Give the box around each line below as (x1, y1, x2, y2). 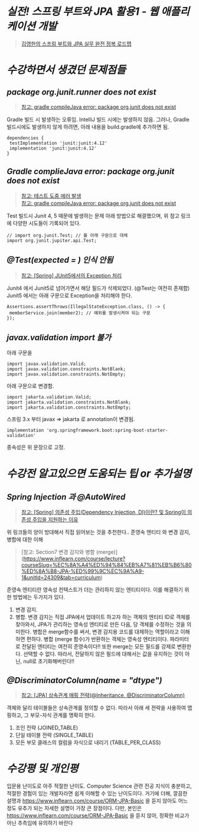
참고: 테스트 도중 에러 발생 (21, 192, 81, 199)
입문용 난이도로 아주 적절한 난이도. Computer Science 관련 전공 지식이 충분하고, (6, 782, 192, 789)
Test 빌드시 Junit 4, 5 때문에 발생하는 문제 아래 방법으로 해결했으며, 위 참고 (6, 212, 180, 219)
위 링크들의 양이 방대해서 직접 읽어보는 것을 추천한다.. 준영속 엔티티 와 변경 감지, (6, 528, 191, 536)
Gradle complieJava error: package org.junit (6, 167, 175, 177)
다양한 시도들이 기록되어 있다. (12, 219, 81, 227)
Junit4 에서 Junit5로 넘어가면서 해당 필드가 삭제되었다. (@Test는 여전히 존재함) (6, 284, 190, 292)
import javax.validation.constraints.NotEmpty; (6, 371, 126, 377)
